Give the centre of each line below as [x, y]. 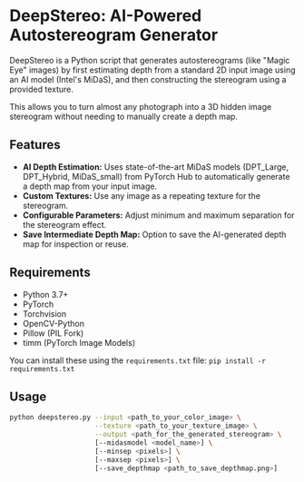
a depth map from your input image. [89, 186]
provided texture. [42, 89]
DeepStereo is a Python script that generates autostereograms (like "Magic [150, 60]
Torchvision [44, 313]
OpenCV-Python [53, 323]
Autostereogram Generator [114, 35]
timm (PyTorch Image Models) [79, 342]
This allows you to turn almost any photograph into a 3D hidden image [141, 106]
